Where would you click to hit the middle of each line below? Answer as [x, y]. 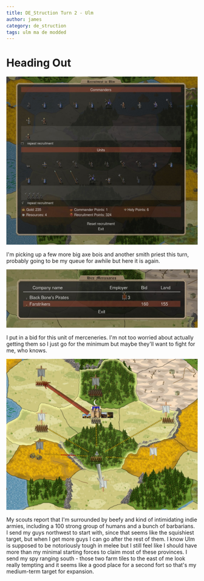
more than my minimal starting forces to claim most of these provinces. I [97, 552]
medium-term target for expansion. [50, 572]
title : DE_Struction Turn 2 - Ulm [50, 13]
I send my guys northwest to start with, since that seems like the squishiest [100, 533]
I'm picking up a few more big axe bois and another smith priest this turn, [98, 254]
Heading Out [39, 63]
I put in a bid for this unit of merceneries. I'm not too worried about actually [100, 338]
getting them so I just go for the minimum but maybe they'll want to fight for [101, 344]
